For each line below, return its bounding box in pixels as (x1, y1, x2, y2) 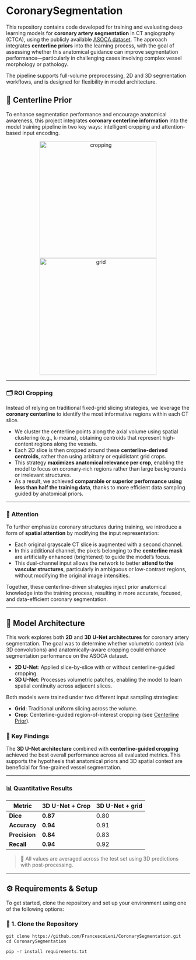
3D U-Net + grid (96, 802, 143, 810)
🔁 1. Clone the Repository (6, 920, 79, 928)
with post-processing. (20, 861, 73, 868)
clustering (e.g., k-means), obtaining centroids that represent (14, 434, 162, 441)
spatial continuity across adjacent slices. (14, 682, 113, 689)
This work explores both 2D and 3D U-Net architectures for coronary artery (6, 634, 190, 641)
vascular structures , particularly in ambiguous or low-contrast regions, (14, 566, 187, 573)
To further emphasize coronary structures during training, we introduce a (6, 523, 182, 530)
